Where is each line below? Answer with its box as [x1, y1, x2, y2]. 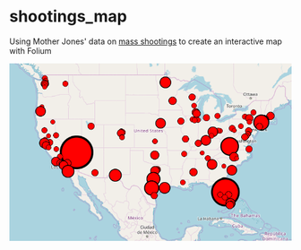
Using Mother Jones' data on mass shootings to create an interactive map [9, 36, 282, 47]
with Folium [9, 45, 52, 56]
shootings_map [9, 6, 127, 27]
